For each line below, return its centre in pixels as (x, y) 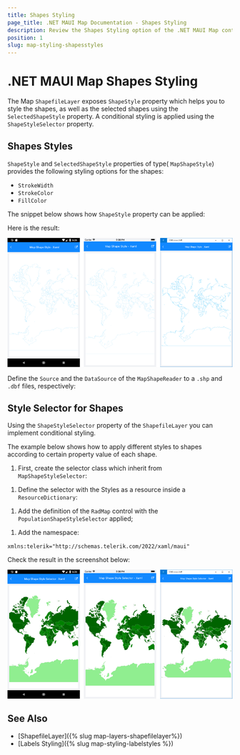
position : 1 (25, 38)
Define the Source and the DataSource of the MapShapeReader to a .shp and (115, 378)
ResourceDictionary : (47, 497)
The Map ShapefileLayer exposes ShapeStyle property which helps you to (116, 101)
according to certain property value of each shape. (82, 454)
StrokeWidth (35, 186)
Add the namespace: (49, 533)
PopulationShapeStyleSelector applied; (75, 519)
